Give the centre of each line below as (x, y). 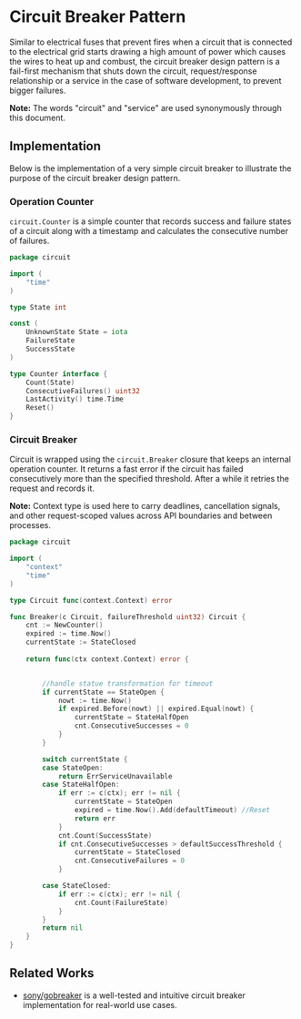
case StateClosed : (77, 886)
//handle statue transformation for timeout (128, 683)
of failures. (30, 241)
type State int (38, 307)
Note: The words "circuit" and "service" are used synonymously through (145, 107)
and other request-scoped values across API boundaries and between (141, 515)
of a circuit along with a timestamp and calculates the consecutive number (149, 231)
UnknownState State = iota (77, 332)
